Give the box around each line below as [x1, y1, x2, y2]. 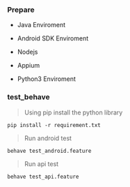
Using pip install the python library [24, 108, 123, 117]
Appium [17, 61, 40, 70]
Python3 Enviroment [17, 75, 76, 83]
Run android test [24, 134, 72, 142]
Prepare [7, 5, 35, 15]
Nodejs [17, 47, 38, 57]
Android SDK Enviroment [17, 34, 89, 43]
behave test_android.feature [7, 147, 92, 154]
